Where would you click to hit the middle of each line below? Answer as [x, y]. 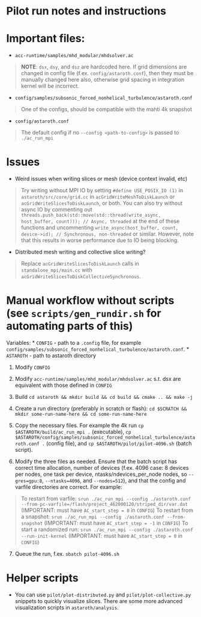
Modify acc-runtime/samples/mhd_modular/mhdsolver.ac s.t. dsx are [98, 379]
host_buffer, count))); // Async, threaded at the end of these [100, 221]
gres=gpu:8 [28, 481]
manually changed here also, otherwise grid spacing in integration [103, 80]
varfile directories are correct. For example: [69, 487]
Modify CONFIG [32, 367]
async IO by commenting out [57, 210]
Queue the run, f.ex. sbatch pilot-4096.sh [67, 554]
